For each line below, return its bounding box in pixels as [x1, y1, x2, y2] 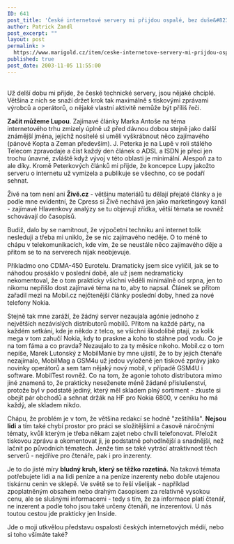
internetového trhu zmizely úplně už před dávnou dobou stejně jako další [7, 124, 217, 133]
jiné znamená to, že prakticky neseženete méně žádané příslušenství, [7, 378, 208, 387]
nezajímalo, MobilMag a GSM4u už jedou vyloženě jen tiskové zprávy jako [7, 356, 220, 365]
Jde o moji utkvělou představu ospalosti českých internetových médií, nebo [7, 522, 224, 531]
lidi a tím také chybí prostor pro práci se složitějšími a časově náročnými [7, 421, 214, 430]
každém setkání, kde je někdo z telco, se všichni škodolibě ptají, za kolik [7, 326, 214, 335]
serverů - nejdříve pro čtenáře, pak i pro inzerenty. [7, 451, 152, 460]
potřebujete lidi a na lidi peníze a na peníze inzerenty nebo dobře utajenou [7, 472, 220, 481]
